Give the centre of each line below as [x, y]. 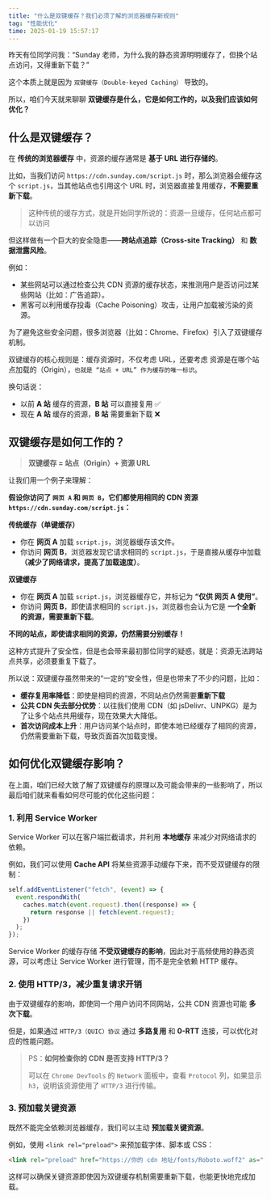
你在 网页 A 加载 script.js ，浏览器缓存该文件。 [99, 542]
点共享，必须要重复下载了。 [54, 661]
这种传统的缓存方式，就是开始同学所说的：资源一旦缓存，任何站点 [138, 213]
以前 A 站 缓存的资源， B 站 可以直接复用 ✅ [90, 404]
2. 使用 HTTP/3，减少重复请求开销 [75, 985]
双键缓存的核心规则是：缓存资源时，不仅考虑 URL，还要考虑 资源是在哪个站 [134, 360]
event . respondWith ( [48, 897]
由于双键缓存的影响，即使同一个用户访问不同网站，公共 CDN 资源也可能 [128, 1003]
